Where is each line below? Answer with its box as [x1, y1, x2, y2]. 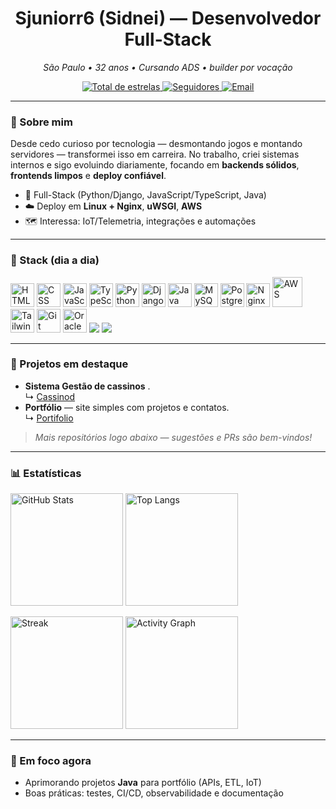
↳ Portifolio [24, 412, 74, 424]
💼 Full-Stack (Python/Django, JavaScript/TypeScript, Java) [24, 189, 267, 201]
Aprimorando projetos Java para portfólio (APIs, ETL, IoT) [24, 777, 262, 789]
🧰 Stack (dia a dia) [10, 253, 100, 267]
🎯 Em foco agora [10, 754, 92, 768]
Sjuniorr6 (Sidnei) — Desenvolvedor [14, 7, 322, 30]
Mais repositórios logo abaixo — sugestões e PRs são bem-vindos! [34, 431, 313, 443]
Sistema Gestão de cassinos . [24, 380, 151, 392]
